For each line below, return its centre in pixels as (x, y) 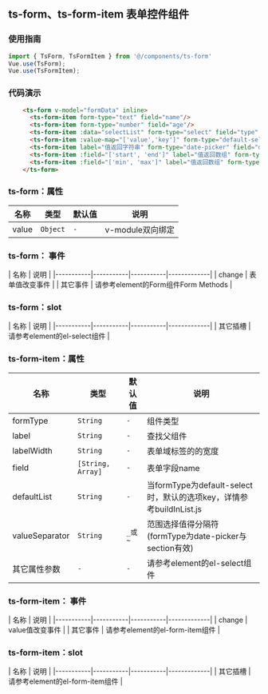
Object (53, 229)
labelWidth (33, 450)
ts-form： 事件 (37, 256)
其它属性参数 (37, 568)
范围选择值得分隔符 (183, 524)
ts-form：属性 (36, 192)
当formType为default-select (200, 485)
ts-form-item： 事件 (47, 600)
